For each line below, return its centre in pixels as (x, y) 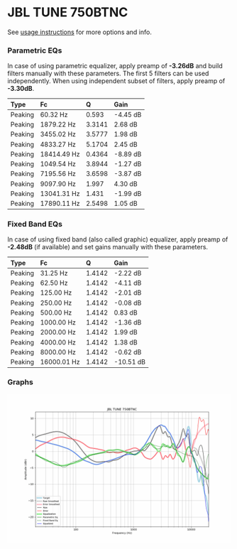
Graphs (20, 382)
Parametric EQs (35, 50)
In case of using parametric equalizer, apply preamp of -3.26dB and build (115, 66)
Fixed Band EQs (35, 224)
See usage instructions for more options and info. (80, 32)
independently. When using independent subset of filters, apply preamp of (116, 81)
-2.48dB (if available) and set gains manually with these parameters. (108, 247)
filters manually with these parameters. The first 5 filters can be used (108, 74)
